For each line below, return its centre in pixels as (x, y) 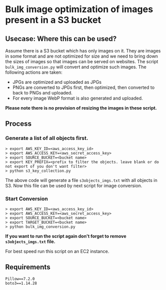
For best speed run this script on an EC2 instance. (57, 251)
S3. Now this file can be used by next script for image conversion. (74, 185)
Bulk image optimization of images (79, 9)
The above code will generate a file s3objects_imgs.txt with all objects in (81, 180)
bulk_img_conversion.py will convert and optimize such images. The (76, 67)
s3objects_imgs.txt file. (30, 241)
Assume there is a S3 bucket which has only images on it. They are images (83, 51)
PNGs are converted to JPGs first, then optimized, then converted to (84, 87)
